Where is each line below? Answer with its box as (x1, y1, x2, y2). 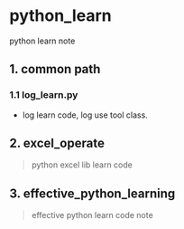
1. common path (9, 62, 101, 77)
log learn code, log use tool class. (22, 110, 149, 120)
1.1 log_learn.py (9, 89, 78, 101)
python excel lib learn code (31, 159, 133, 170)
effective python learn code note (31, 210, 153, 221)
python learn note (9, 35, 76, 46)
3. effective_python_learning (9, 186, 176, 201)
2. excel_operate (9, 136, 106, 151)
